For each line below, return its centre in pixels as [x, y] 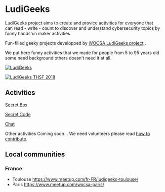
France [14, 169]
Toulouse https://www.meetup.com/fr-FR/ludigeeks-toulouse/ [75, 179]
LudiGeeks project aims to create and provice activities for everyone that [79, 23]
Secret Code [18, 114]
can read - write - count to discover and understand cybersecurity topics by [83, 28]
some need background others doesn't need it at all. [58, 58]
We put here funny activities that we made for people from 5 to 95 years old [82, 53]
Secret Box [16, 105]
